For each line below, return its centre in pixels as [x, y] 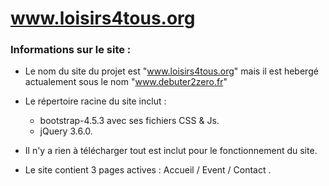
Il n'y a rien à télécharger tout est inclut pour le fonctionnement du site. [171, 151]
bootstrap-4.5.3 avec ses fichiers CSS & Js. [129, 121]
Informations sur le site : [71, 50]
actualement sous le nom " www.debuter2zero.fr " [126, 82]
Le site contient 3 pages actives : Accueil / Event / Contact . [148, 170]
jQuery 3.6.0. [66, 131]
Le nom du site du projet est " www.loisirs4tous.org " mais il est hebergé [171, 71]
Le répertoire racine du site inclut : [95, 101]
